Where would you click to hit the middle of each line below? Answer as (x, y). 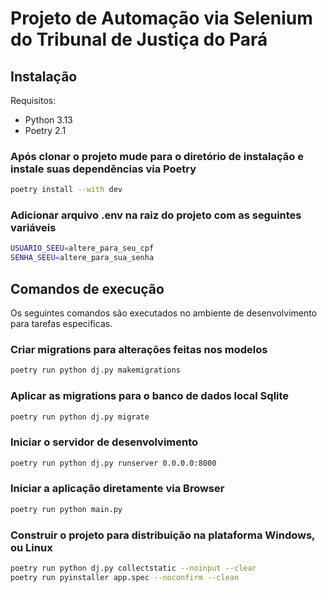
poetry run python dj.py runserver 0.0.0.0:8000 (113, 463)
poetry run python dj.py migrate (80, 417)
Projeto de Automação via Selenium (161, 18)
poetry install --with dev (66, 190)
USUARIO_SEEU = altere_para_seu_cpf (82, 248)
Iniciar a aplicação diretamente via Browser (117, 489)
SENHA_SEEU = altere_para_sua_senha (82, 258)
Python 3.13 (48, 120)
